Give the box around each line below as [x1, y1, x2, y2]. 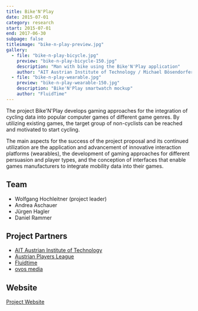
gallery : [6, 47, 28, 53]
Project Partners [6, 231, 68, 241]
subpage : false [6, 36, 44, 42]
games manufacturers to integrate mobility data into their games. [6, 162, 164, 169]
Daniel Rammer [14, 214, 52, 221]
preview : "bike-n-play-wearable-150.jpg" [16, 80, 120, 86]
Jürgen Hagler [14, 208, 50, 215]
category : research [6, 19, 54, 25]
